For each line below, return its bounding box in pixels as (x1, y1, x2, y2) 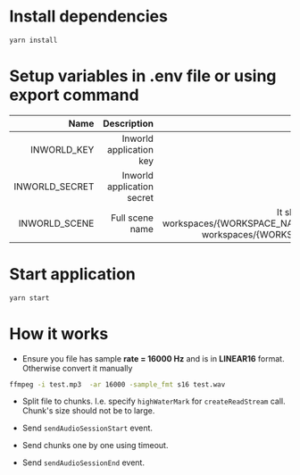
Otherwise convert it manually (21, 362, 133, 373)
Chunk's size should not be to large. (21, 405, 155, 416)
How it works (9, 323, 109, 344)
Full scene (111, 212, 154, 224)
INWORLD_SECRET (13, 180, 95, 193)
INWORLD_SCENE (18, 217, 95, 229)
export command (9, 85, 140, 104)
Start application (9, 263, 136, 284)
